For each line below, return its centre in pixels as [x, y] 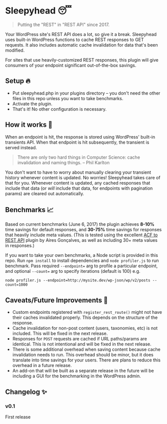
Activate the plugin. [32, 104]
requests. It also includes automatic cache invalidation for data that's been [82, 45]
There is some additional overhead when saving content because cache [86, 349]
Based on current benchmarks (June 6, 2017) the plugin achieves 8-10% [80, 224]
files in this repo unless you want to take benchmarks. [68, 98]
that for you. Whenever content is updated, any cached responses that [78, 183]
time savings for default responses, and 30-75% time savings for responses [83, 230]
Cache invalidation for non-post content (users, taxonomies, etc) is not [85, 328]
